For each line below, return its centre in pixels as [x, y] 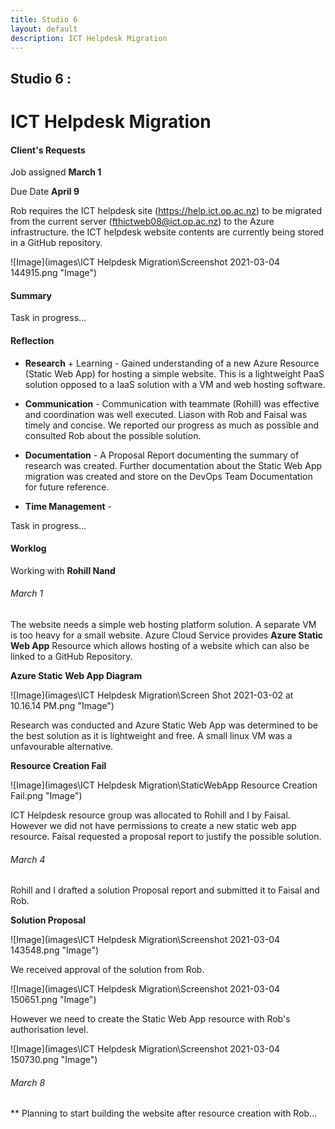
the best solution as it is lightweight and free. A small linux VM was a [151, 735]
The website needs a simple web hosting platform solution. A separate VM [163, 624]
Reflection [32, 340]
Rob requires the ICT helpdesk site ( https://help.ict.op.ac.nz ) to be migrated [166, 211]
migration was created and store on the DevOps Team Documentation [168, 476]
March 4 [28, 859]
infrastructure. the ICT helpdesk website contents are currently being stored [167, 232]
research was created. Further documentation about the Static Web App [173, 465]
